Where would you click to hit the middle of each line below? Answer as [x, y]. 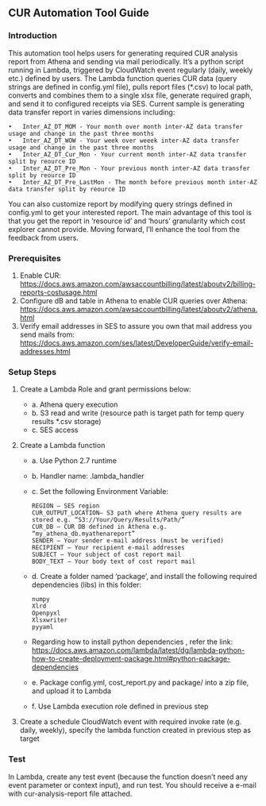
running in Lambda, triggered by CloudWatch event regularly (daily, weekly [131, 70]
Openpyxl [46, 613]
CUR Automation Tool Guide [79, 13]
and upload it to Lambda [71, 691]
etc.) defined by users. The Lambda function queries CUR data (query [123, 78]
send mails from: [47, 334]
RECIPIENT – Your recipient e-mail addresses [108, 548]
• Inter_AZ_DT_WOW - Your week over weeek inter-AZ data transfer [124, 141]
